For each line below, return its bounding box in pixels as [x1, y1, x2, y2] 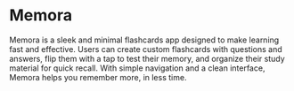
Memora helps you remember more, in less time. [9, 72, 187, 82]
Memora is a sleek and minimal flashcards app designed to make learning [9, 34, 280, 45]
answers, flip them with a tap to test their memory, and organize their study [9, 53, 285, 64]
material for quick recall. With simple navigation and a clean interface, [9, 63, 265, 73]
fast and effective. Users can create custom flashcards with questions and [9, 43, 282, 54]
